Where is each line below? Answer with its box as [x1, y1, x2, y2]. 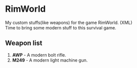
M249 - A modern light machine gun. [12, 57, 88, 63]
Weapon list [5, 39, 43, 47]
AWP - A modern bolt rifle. [12, 52, 66, 58]
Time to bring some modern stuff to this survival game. [5, 24, 116, 30]
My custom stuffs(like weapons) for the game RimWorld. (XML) [5, 20, 133, 25]
